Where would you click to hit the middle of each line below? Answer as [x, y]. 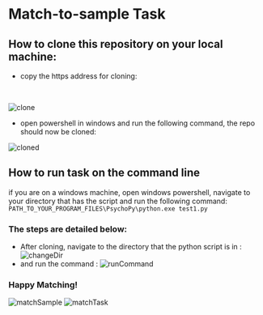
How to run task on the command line [104, 173]
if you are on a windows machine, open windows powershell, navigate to [129, 192]
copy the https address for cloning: [78, 76]
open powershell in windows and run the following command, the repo [138, 123]
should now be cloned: [58, 132]
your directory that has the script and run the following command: [118, 201]
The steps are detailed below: [68, 229]
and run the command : [59, 264]
